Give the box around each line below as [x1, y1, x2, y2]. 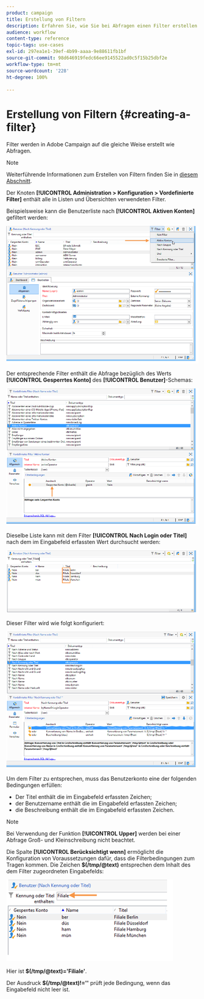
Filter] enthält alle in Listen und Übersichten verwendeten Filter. [6, 196, 166, 203]
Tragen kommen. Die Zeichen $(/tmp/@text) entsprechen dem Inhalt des [6, 861, 191, 868]
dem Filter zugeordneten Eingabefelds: [6, 868, 104, 875]
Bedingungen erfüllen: [6, 781, 63, 789]
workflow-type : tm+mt [6, 61, 62, 67]
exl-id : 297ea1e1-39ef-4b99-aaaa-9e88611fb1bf [6, 49, 127, 55]
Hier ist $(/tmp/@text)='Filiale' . [6, 967, 87, 975]
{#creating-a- [119, 107, 191, 121]
